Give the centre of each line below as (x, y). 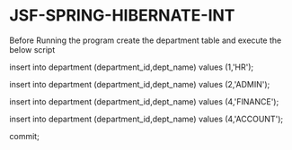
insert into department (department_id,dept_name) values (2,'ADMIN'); (140, 84)
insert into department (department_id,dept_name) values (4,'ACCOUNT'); (146, 119)
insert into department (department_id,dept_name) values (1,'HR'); (132, 67)
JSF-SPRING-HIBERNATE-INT (122, 16)
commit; (25, 136)
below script (32, 49)
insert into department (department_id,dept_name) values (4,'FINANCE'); (144, 101)
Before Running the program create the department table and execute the (146, 40)
